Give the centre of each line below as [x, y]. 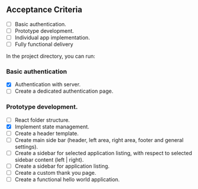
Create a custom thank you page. [55, 173]
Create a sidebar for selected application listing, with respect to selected [103, 153]
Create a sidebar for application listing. [62, 166]
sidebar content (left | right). [49, 160]
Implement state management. [52, 127]
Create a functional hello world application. [67, 179]
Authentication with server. [48, 84]
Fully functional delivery [44, 44]
